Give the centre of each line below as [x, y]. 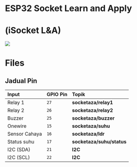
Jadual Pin [21, 81]
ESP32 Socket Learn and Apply [68, 8]
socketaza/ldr [88, 134]
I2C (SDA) [19, 150]
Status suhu [21, 142]
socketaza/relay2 [93, 111]
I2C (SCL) [19, 157]
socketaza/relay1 [93, 103]
